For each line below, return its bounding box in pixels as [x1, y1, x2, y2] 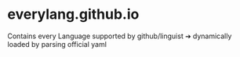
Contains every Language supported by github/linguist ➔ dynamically [7, 31, 232, 41]
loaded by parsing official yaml [7, 39, 107, 48]
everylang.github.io [7, 5, 140, 23]
